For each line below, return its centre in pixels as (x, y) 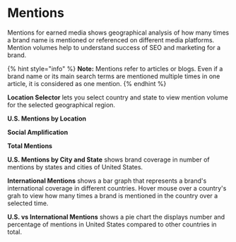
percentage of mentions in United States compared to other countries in (112, 224)
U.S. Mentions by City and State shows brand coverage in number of (108, 159)
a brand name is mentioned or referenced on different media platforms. (111, 40)
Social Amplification (38, 132)
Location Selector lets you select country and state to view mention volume (118, 97)
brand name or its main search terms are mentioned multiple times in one (114, 76)
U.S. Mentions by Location (47, 119)
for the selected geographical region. (61, 104)
